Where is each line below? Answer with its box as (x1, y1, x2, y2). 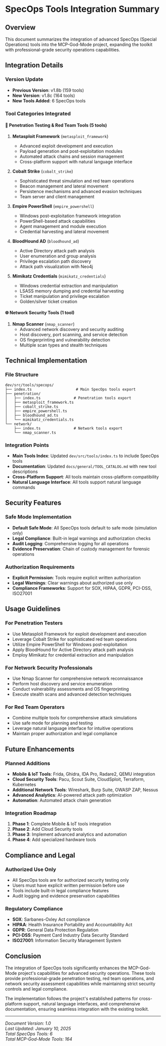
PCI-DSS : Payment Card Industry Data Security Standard (12, 932, 128, 938)
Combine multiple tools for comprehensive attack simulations (12, 715, 137, 721)
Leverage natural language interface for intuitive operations (12, 725, 133, 731)
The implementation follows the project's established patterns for (5, 996, 138, 1001)
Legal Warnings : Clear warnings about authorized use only (12, 580, 133, 586)
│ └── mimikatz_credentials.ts (5, 417, 74, 422)
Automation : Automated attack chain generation (12, 797, 111, 803)
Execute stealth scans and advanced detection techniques (12, 691, 132, 697)
